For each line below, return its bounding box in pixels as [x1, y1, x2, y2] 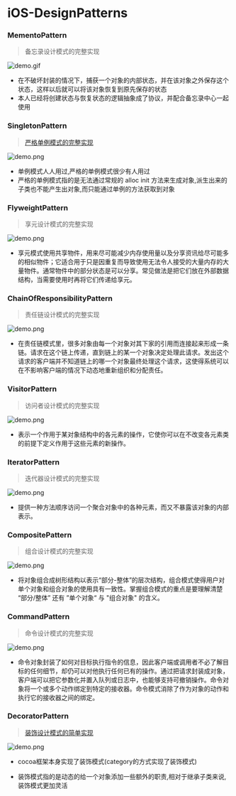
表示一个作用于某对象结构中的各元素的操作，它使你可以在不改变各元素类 [17, 430, 229, 438]
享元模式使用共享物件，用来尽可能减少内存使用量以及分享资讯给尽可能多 [17, 249, 229, 257]
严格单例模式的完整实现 [24, 138, 94, 146]
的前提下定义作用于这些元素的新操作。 [17, 439, 130, 447]
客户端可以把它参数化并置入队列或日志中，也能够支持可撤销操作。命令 [17, 675, 223, 684]
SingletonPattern [7, 121, 67, 131]
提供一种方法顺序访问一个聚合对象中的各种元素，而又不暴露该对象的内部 [17, 503, 229, 511]
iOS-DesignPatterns [7, 5, 128, 21]
